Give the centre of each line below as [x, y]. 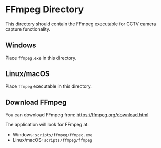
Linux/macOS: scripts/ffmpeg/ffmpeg [52, 140]
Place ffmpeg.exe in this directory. [41, 58]
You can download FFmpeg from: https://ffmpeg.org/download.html [77, 115]
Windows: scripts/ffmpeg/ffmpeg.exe [53, 135]
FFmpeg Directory [45, 10]
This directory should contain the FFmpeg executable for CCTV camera [81, 24]
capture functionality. [28, 29]
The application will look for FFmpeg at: [47, 125]
